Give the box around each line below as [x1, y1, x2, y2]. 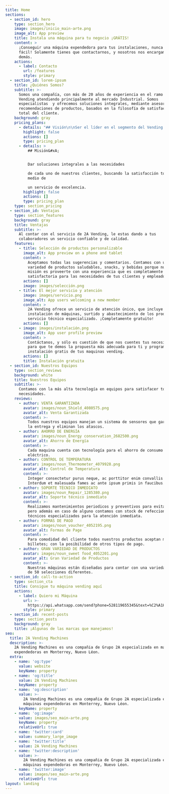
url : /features [23, 69, 55, 74]
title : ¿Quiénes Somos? [14, 82, 64, 87]
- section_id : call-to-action [10, 574, 73, 580]
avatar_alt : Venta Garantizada [23, 410, 89, 415]
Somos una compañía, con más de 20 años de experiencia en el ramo [18, 92, 163, 97]
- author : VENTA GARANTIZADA [18, 401, 80, 406]
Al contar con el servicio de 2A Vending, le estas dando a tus [18, 232, 156, 237]
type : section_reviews [14, 368, 62, 373]
